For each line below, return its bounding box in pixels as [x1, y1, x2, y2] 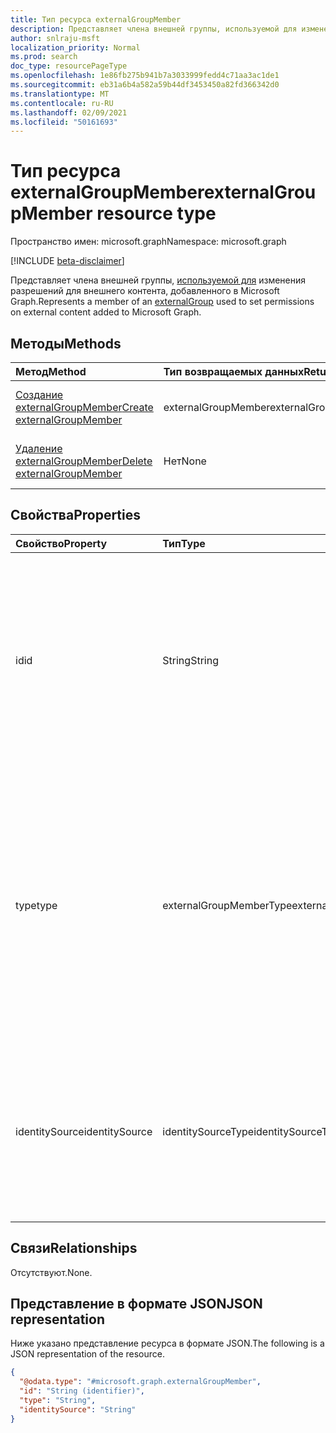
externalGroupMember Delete [15, 454, 153, 468]
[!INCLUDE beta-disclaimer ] [10, 255, 125, 267]
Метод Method [15, 365, 87, 378]
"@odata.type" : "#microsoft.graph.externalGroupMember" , [19, 1377, 262, 1387]
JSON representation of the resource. [10, 1348, 166, 1360]
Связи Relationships [10, 1240, 138, 1257]
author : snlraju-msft [10, 33, 101, 43]
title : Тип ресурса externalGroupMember [10, 14, 182, 25]
